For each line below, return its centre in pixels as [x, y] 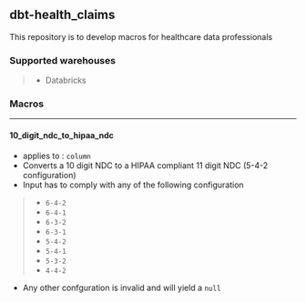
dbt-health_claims [62, 15]
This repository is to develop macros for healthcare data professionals [141, 36]
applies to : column [56, 156]
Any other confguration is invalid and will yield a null [122, 287]
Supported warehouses [63, 60]
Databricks [66, 80]
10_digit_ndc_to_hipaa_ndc [61, 135]
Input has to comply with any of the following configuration [133, 185]
